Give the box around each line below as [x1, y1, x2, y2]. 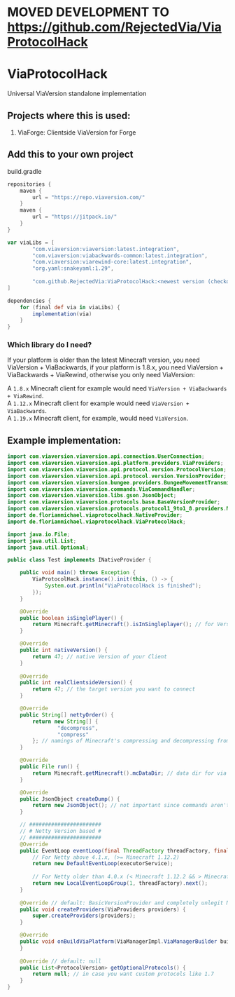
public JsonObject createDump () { [20, 795, 120, 803]
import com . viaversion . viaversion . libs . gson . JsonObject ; [7, 492, 177, 499]
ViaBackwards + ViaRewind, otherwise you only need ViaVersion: [7, 371, 195, 379]
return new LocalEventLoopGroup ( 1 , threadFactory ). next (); [32, 880, 208, 887]
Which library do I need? [7, 340, 92, 350]
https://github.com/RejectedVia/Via [7, 19, 222, 35]
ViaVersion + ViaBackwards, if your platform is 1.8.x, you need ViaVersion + [7, 363, 224, 372]
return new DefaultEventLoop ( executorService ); [32, 860, 173, 867]
